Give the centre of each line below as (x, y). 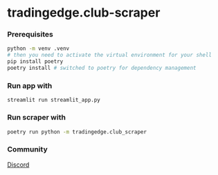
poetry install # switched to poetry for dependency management (102, 68)
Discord (18, 165)
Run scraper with (36, 118)
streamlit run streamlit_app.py (54, 100)
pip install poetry (35, 62)
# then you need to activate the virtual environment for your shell (110, 55)
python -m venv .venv (38, 49)
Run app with (30, 86)
